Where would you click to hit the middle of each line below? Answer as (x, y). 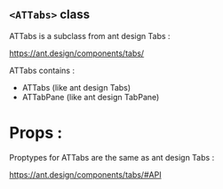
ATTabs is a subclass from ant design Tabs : (90, 35)
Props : (36, 133)
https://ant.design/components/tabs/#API (85, 174)
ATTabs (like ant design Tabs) (76, 87)
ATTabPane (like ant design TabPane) (91, 97)
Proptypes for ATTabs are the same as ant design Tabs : (112, 157)
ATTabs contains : (42, 70)
